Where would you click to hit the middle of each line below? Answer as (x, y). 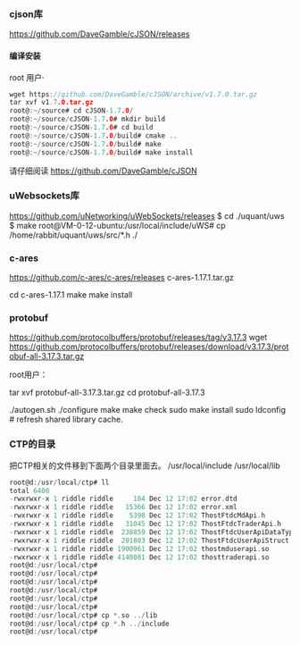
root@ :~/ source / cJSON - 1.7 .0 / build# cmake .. (93, 136)
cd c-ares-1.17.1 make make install (71, 295)
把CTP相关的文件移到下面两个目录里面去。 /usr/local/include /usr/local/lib (145, 465)
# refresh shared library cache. (66, 419)
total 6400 (29, 490)
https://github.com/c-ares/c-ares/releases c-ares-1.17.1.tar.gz (121, 278)
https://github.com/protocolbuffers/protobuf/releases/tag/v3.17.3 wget (138, 338)
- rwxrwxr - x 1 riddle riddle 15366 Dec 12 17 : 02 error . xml (124, 507)
